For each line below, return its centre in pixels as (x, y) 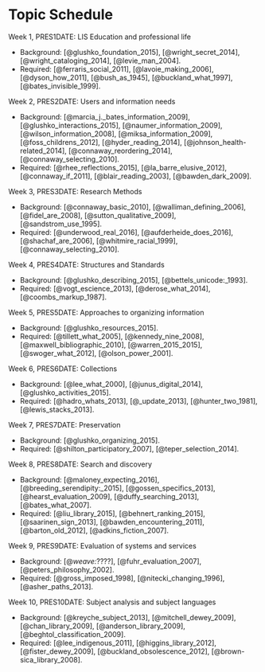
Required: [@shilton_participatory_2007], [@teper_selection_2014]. (129, 448)
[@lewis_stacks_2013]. (57, 409)
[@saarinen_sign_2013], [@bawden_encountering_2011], (112, 522)
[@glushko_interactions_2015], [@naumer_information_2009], (121, 125)
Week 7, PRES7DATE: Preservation (64, 424)
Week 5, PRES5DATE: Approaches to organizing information (106, 312)
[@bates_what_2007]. (55, 505)
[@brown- (228, 651)
